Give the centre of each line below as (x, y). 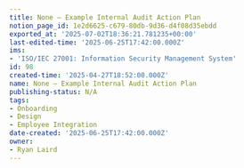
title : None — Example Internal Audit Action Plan (105, 17)
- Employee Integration (53, 125)
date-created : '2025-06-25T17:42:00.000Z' (89, 133)
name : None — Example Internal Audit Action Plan (103, 84)
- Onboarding (33, 108)
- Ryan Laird (33, 149)
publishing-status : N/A (53, 92)
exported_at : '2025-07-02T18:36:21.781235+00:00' (103, 34)
